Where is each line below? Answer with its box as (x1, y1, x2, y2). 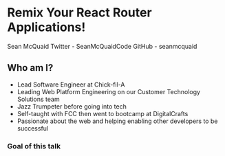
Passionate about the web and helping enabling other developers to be (17, 117, 218, 125)
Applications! (7, 19, 86, 35)
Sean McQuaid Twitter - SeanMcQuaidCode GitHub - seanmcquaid (7, 42, 197, 50)
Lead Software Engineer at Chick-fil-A (17, 80, 125, 89)
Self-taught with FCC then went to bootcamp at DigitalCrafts (17, 109, 189, 118)
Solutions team (17, 95, 60, 103)
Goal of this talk (7, 141, 61, 151)
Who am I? (7, 62, 54, 74)
